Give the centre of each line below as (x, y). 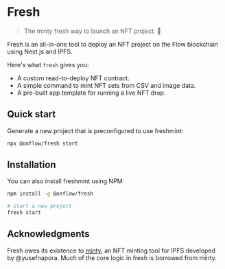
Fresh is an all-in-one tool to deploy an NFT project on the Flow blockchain (113, 44)
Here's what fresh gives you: (48, 65)
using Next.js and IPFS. (40, 51)
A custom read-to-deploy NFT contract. (73, 78)
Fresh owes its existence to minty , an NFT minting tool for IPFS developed (111, 250)
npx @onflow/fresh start (43, 143)
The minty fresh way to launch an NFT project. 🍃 (92, 31)
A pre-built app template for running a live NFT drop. (91, 93)
